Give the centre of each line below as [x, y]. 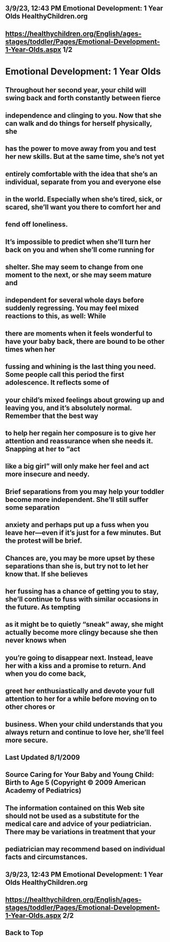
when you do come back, [46, 673]
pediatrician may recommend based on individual [85, 849]
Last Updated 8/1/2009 [43, 757]
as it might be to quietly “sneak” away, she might [84, 625]
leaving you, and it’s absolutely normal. [69, 408]
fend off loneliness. [37, 224]
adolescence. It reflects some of [57, 383]
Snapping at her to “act [43, 449]
